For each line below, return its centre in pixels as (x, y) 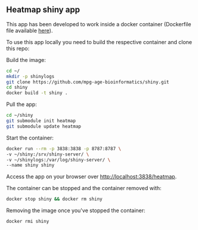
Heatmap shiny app (43, 10)
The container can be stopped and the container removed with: (84, 188)
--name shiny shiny (30, 165)
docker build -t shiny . (37, 93)
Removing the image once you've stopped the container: (76, 210)
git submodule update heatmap (44, 126)
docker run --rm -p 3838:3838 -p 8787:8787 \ (64, 148)
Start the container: (30, 138)
